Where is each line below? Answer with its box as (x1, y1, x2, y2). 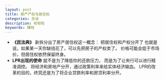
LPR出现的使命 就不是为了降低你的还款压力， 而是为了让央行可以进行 (12, 58, 152, 63)
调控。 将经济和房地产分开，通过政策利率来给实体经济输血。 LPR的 (16, 64, 152, 70)
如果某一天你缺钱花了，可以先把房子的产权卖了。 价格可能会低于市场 (21, 45, 160, 51)
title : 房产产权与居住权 (5, 12, 50, 17)
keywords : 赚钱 (5, 25, 35, 30)
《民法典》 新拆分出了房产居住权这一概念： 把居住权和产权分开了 (12, 40, 143, 45)
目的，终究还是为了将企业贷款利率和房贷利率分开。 (21, 70, 124, 76)
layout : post (5, 7, 32, 12)
